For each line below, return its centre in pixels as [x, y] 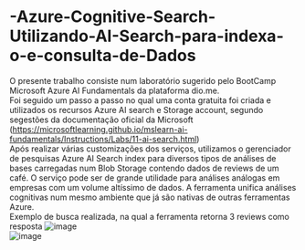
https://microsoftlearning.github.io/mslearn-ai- [100, 129]
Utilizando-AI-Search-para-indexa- [147, 36]
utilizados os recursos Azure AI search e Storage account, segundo [137, 109]
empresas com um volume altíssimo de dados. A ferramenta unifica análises [153, 187]
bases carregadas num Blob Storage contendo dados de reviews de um [145, 168]
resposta [26, 226]
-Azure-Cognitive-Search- [113, 17]
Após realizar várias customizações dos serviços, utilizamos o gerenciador [151, 149]
